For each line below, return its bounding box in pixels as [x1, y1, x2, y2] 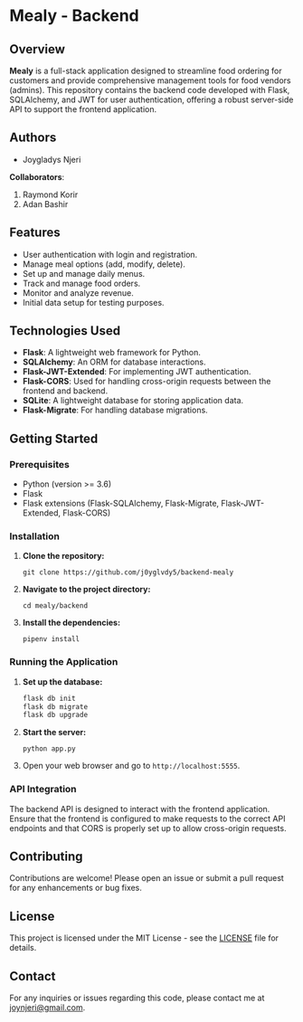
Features [9, 225, 61, 241]
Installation [9, 530, 61, 543]
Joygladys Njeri [22, 154, 81, 165]
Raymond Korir [22, 189, 79, 200]
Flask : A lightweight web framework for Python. [22, 347, 202, 358]
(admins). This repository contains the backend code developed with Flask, [9, 85, 290, 95]
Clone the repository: [22, 551, 105, 562]
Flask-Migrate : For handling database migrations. [22, 404, 208, 416]
